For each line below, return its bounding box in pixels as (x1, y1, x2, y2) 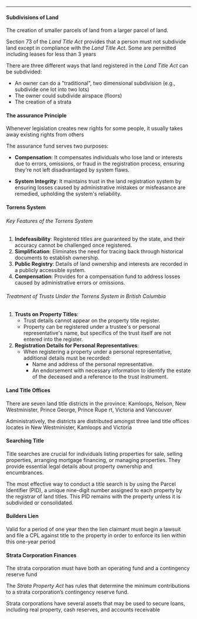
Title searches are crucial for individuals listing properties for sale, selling (6, 450, 183, 457)
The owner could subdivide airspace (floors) (14, 92, 122, 99)
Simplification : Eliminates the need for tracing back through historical (14, 248, 184, 255)
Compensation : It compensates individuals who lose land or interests (14, 154, 183, 161)
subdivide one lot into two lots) (14, 86, 90, 93)
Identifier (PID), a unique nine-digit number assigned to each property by (6, 486, 182, 494)
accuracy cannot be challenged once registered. (14, 242, 133, 249)
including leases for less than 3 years (6, 51, 97, 58)
